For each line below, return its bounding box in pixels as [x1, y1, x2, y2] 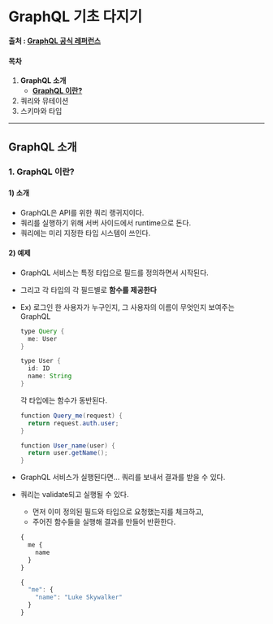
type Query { [19, 327, 65, 335]
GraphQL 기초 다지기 [8, 7, 143, 26]
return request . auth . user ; [28, 419, 119, 427]
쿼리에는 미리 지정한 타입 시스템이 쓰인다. [19, 228, 151, 238]
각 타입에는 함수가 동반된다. [19, 395, 108, 405]
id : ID [28, 364, 50, 373]
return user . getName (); [28, 449, 108, 457]
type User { [19, 357, 61, 365]
